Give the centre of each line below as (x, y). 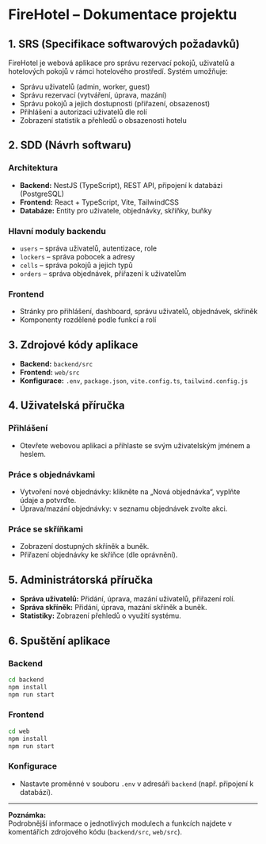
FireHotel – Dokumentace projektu (123, 15)
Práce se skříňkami (46, 529)
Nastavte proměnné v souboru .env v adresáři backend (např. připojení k (137, 784)
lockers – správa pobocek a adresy (77, 256)
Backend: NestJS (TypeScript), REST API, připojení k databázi (121, 185)
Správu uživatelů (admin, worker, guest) (85, 86)
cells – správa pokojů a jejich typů (76, 265)
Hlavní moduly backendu (57, 231)
